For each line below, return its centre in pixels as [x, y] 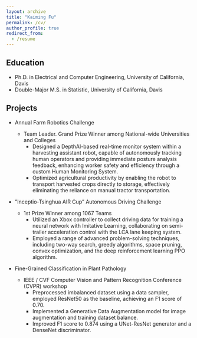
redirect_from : [25, 34]
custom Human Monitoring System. [75, 171]
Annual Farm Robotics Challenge [54, 122]
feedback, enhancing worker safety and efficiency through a [106, 165]
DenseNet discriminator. [62, 330]
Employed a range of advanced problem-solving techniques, [106, 238]
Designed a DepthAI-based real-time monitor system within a [107, 146]
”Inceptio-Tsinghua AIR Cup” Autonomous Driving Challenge [88, 202]
